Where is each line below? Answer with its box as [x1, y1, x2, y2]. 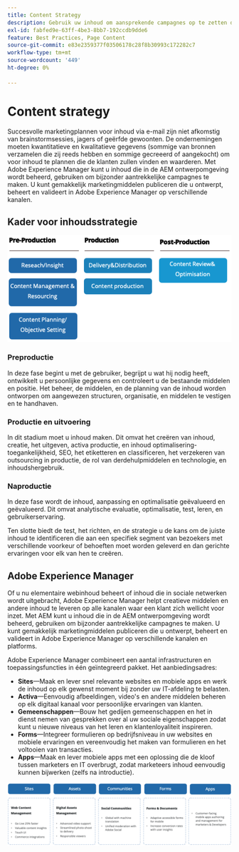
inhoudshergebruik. [7, 464, 65, 472]
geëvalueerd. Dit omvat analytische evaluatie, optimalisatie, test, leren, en [7, 505, 223, 514]
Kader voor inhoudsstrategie [7, 215, 138, 228]
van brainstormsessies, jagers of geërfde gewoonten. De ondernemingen [7, 134, 223, 143]
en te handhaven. [7, 399, 58, 407]
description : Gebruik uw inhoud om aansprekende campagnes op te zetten [7, 19, 228, 26]
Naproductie [7, 482, 52, 492]
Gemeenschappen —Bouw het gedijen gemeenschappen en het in [17, 707, 213, 716]
